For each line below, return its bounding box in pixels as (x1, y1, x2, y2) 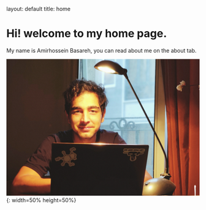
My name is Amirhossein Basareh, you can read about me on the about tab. (6, 47, 197, 54)
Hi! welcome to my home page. (6, 27, 167, 40)
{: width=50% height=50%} (6, 196, 77, 204)
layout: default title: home (6, 6, 71, 12)
